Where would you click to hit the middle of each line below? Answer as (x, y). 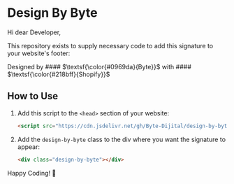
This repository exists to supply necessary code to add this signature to (110, 45)
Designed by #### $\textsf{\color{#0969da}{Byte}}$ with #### (100, 66)
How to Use (33, 96)
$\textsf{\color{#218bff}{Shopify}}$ (59, 74)
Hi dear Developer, (34, 32)
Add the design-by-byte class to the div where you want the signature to (121, 139)
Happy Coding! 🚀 (32, 173)
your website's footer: (39, 53)
